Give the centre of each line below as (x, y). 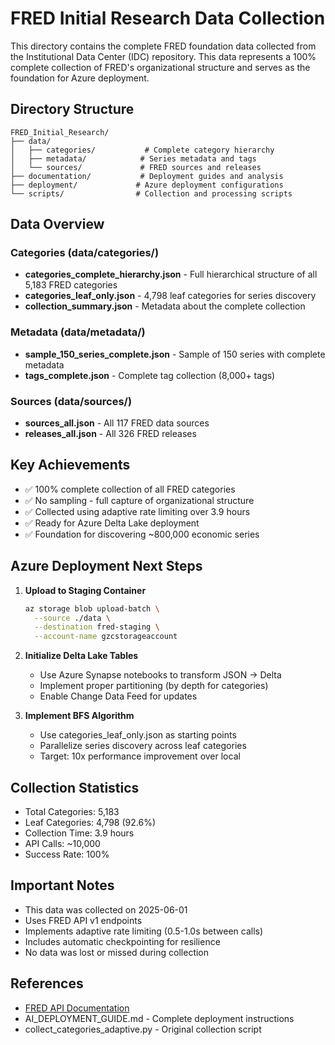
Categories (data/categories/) (85, 253)
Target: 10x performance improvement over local (140, 756)
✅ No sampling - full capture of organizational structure (139, 500)
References (47, 983)
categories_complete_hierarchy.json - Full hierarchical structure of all (171, 274)
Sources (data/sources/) (71, 401)
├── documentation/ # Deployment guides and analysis (147, 176)
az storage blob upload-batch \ (92, 608)
